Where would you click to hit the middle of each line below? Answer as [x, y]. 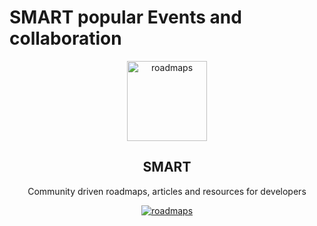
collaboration [65, 38]
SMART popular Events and [125, 17]
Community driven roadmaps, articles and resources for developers [167, 191]
